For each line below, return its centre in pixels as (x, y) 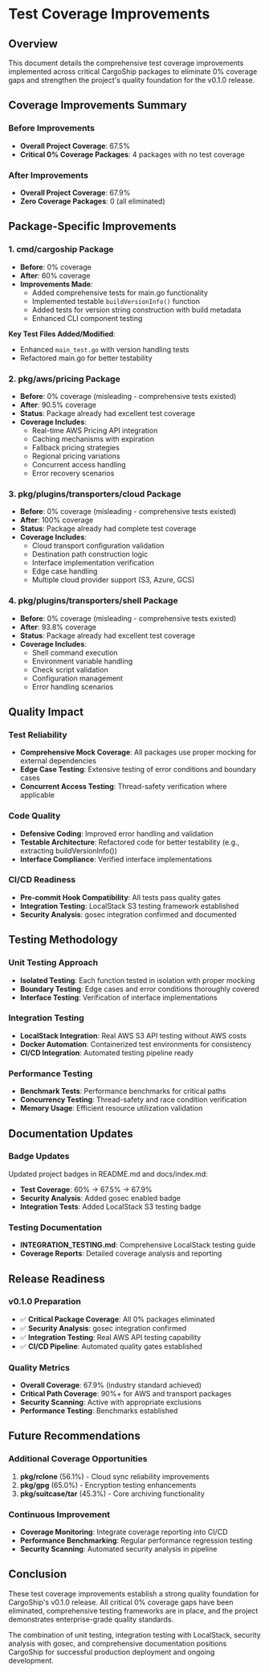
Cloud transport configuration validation (98, 546)
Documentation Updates (71, 1134)
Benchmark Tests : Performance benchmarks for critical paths (123, 1091)
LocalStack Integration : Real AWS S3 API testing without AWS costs (133, 1035)
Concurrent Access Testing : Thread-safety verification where (123, 787)
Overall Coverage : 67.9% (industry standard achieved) (111, 1385)
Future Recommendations (74, 1436)
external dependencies (58, 761)
